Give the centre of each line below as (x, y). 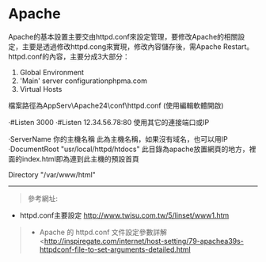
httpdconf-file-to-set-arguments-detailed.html (115, 249)
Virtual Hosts (41, 89)
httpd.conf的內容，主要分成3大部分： (69, 56)
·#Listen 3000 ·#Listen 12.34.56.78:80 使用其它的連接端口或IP (109, 122)
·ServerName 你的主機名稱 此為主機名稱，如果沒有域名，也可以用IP (118, 139)
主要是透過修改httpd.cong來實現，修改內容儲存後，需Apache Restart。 (138, 46)
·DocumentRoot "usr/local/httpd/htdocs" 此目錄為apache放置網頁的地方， (129, 149)
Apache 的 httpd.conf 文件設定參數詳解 (103, 232)
